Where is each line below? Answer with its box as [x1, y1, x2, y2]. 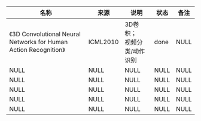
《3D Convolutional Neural [9, 30, 81, 38]
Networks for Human [9, 38, 68, 46]
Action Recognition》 [9, 46, 66, 54]
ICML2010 [88, 38, 119, 46]
